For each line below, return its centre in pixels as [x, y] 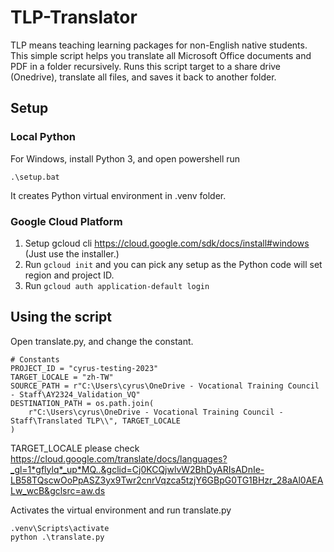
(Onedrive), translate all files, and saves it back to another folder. [143, 77]
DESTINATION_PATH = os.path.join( [82, 403]
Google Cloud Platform [66, 221]
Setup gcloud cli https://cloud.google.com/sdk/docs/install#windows [167, 243]
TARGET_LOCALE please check [75, 448]
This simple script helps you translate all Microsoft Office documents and [161, 55]
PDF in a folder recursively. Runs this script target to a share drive [146, 66]
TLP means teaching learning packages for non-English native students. [159, 45]
